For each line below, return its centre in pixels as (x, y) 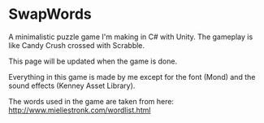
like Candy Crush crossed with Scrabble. (76, 45)
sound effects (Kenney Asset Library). (72, 86)
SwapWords (50, 14)
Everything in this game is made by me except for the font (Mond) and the (132, 77)
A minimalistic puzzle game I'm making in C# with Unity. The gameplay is (131, 37)
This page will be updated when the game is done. (93, 61)
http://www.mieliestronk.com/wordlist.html (80, 110)
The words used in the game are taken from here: (91, 101)
